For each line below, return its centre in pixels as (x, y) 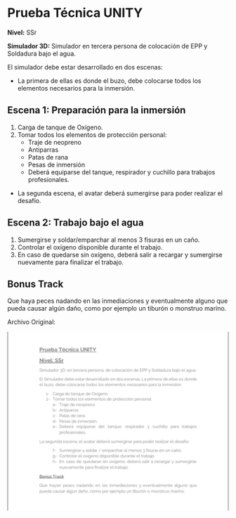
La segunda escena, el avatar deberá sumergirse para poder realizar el (120, 193)
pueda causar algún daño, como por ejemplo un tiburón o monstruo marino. (117, 309)
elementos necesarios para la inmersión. (76, 88)
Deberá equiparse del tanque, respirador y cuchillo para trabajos (122, 172)
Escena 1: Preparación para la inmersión (97, 110)
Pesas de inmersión (57, 164)
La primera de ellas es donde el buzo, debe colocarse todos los (109, 80)
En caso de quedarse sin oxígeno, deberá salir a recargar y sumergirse (120, 254)
